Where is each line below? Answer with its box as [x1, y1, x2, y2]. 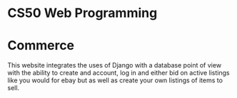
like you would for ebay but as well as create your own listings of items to [7, 76, 223, 85]
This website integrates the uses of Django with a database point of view [7, 61, 222, 70]
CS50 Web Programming [7, 5, 158, 21]
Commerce [7, 38, 75, 54]
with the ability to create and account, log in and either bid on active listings [7, 69, 230, 77]
